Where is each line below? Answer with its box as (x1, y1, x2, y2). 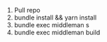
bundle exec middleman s (13, 21, 90, 29)
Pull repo (13, 6, 40, 14)
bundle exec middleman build (13, 28, 101, 36)
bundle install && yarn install (13, 13, 97, 22)
